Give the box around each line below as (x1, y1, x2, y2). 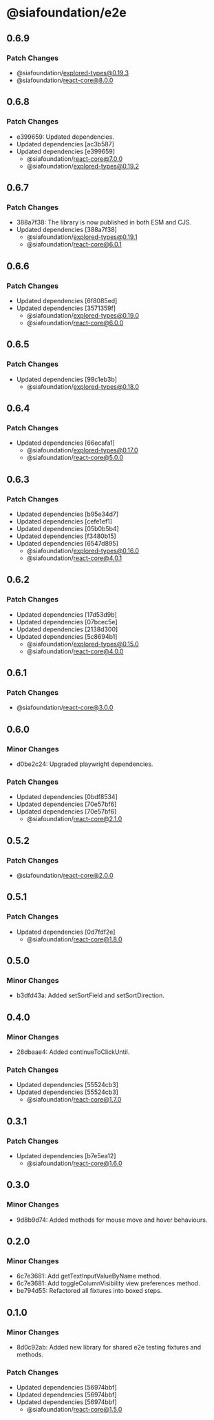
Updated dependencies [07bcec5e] (16, 617, 118, 626)
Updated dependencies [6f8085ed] (16, 296, 118, 305)
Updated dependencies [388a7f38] (16, 226, 118, 234)
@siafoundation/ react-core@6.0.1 (26, 240, 122, 249)
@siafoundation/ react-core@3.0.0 (16, 703, 114, 712)
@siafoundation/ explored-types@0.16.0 (26, 547, 139, 555)
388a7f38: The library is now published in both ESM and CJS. (16, 218, 192, 227)
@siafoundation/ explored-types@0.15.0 (26, 640, 139, 648)
